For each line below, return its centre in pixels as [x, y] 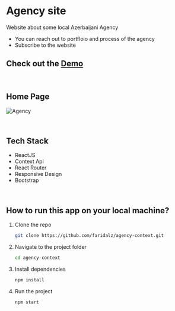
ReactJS [25, 155]
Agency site [36, 11]
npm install [29, 280]
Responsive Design [38, 174]
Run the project [34, 291]
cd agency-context [37, 258]
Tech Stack [27, 141]
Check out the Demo [45, 64]
